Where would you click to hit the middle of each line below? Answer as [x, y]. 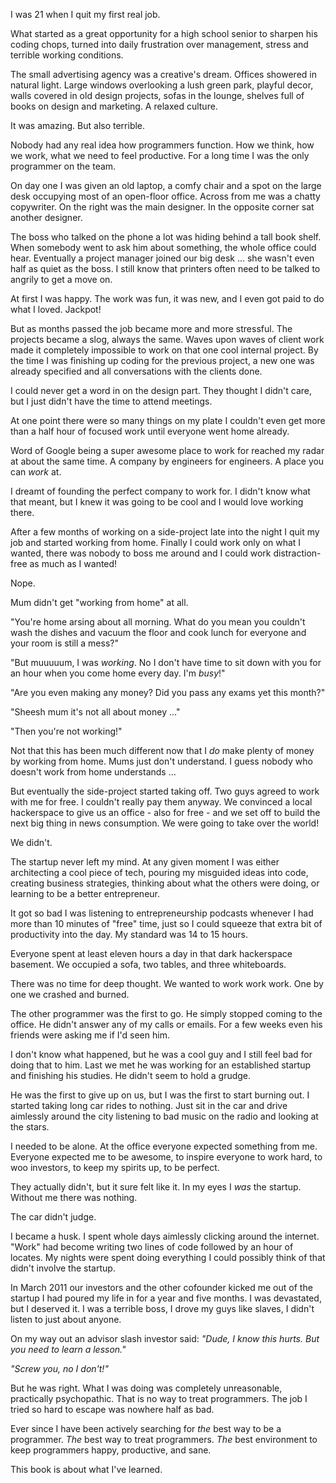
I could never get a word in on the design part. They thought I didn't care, [161, 390]
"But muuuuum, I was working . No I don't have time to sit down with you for [166, 662]
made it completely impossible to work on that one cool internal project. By [164, 350]
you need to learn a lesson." [68, 1349]
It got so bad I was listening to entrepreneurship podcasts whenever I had [162, 913]
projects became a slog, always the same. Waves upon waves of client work [167, 339]
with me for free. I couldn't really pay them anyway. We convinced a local [161, 802]
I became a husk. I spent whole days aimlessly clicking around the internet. [165, 1236]
